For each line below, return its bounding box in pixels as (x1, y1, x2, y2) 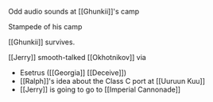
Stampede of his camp (8, 22, 83, 31)
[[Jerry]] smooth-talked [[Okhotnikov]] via (8, 53, 147, 62)
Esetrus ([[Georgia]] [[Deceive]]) (19, 68, 127, 77)
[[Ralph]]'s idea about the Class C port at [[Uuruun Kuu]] (19, 77, 205, 85)
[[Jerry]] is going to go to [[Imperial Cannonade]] (19, 85, 181, 94)
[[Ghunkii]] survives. (8, 37, 76, 47)
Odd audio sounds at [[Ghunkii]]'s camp (8, 7, 140, 16)
